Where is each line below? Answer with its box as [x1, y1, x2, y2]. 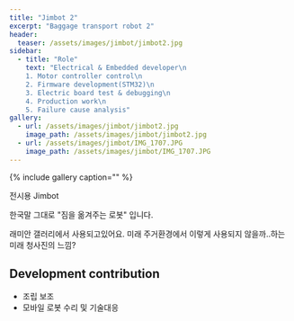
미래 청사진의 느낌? [9, 239, 76, 250]
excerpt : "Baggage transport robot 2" [9, 22, 155, 31]
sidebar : [9, 47, 42, 56]
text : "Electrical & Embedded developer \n [25, 64, 187, 73]
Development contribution [9, 266, 160, 281]
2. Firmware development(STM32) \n [25, 80, 155, 89]
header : [9, 30, 39, 39]
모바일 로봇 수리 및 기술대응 [22, 302, 120, 313]
